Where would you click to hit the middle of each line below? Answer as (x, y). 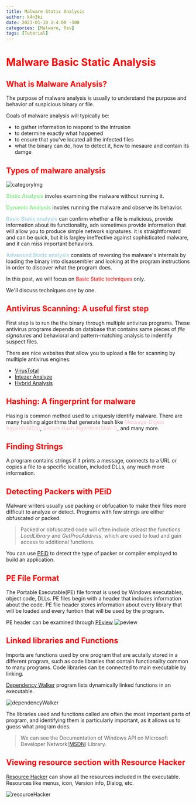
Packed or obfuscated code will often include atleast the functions (100, 529)
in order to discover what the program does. (59, 267)
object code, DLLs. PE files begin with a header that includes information (94, 598)
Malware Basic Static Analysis (81, 63)
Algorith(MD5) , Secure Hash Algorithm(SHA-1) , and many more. (83, 428)
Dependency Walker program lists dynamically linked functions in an (89, 685)
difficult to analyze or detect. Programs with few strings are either (85, 512)
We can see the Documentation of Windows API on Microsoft (94, 738)
